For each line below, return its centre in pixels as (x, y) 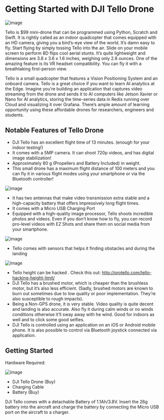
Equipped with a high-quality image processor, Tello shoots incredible (82, 213)
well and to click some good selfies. (48, 319)
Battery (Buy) (25, 392)
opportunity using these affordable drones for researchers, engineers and (80, 110)
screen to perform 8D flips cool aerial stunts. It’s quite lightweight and (75, 53)
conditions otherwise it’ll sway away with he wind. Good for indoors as (83, 314)
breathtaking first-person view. (36, 69)
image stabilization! (32, 158)
